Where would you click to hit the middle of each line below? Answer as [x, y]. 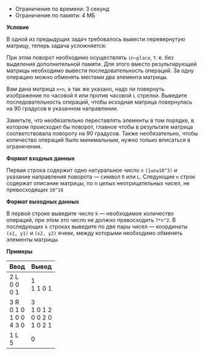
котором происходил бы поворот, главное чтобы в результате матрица [100, 127]
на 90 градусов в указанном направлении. [62, 109]
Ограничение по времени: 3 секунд [62, 9]
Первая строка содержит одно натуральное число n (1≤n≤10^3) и [92, 170]
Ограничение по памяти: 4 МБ [55, 15]
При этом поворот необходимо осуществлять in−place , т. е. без [90, 57]
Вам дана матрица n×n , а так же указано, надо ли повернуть [85, 89]
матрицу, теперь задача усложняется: [57, 46]
